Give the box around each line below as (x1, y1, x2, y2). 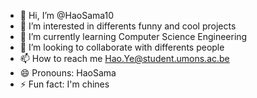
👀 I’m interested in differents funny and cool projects (19, 20, 237, 32)
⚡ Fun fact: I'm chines (19, 78, 110, 90)
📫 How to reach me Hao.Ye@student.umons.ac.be (19, 53, 230, 64)
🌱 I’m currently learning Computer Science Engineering (19, 31, 248, 42)
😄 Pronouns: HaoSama (19, 67, 117, 79)
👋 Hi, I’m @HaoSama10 (19, 10, 115, 21)
